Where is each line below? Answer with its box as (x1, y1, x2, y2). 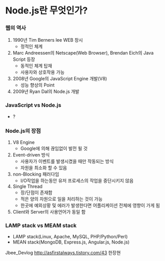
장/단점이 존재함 (20, 189, 53, 196)
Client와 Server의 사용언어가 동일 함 (12, 209, 86, 215)
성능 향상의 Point (20, 82, 55, 88)
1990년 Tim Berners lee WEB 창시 (12, 37, 83, 43)
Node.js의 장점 (5, 127, 41, 134)
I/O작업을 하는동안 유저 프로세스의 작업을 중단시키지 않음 (20, 178, 134, 184)
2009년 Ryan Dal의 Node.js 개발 (12, 89, 79, 95)
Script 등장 (12, 56, 35, 62)
